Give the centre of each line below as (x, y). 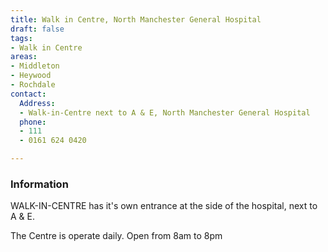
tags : (21, 38)
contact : (28, 94)
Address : (37, 103)
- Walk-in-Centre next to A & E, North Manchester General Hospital (165, 112)
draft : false (37, 29)
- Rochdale (33, 85)
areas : (24, 57)
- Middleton (35, 66)
